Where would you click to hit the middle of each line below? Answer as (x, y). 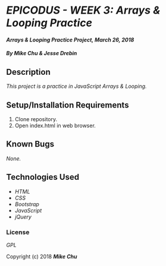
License (18, 232)
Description (28, 72)
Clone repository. (36, 119)
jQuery (23, 217)
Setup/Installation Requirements (68, 105)
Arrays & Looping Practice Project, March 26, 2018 (70, 40)
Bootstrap (27, 204)
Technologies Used (43, 177)
